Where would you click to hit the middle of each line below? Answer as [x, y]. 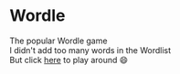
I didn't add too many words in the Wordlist [90, 50]
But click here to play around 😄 [69, 60]
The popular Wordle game [58, 41]
